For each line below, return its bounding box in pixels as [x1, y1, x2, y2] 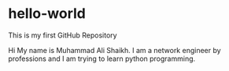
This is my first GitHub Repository [8, 30, 117, 40]
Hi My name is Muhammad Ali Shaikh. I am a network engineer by [8, 45, 222, 55]
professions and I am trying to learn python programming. [8, 54, 196, 63]
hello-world [8, 5, 87, 23]
